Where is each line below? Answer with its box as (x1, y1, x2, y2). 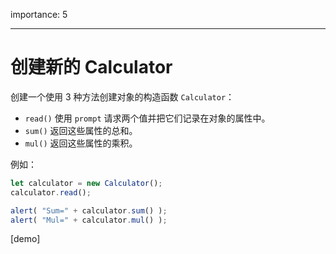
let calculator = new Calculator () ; (10, 178, 163, 188)
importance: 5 (10, 9, 68, 20)
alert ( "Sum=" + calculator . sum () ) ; (10, 205, 168, 216)
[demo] (10, 233, 41, 245)
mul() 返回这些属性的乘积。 (24, 137, 138, 149)
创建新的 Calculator (10, 56, 173, 79)
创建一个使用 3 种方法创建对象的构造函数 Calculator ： (10, 90, 235, 103)
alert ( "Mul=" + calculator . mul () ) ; (10, 215, 168, 225)
